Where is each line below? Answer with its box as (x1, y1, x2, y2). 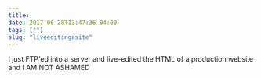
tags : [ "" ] (8, 26, 44, 34)
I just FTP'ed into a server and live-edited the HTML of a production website (8, 55, 254, 64)
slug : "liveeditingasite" (8, 33, 92, 41)
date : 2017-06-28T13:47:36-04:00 (8, 19, 118, 27)
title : (8, 11, 30, 19)
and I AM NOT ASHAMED (8, 63, 90, 73)
